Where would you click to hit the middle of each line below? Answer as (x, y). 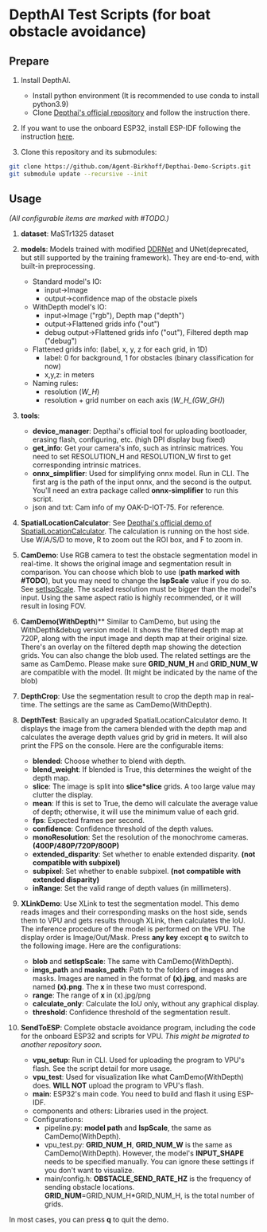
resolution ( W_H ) (72, 392)
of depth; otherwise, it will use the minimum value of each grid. (135, 812)
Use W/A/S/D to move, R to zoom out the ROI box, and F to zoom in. (132, 539)
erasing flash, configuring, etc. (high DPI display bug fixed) (129, 439)
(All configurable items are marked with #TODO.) (89, 218)
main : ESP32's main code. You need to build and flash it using (134, 1093)
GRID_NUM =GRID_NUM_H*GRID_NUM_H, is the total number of (149, 1195)
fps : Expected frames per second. (89, 820)
